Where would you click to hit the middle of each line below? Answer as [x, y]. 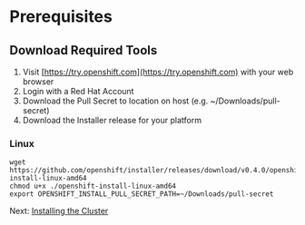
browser [38, 82]
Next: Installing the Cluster [59, 211]
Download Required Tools [84, 50]
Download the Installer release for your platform [112, 120]
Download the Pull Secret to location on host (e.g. [115, 101]
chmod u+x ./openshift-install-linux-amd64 [93, 186]
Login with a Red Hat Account [78, 91]
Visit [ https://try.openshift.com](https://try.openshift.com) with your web [158, 72]
